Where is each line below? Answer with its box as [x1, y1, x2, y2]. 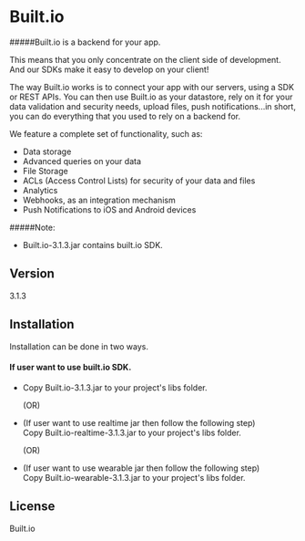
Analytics [22, 184, 58, 195]
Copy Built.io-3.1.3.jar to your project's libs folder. [22, 381, 208, 393]
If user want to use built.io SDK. [9, 362, 132, 373]
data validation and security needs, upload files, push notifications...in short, [9, 100, 296, 111]
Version [9, 266, 55, 282]
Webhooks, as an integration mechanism [22, 194, 176, 205]
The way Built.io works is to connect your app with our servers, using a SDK [9, 81, 294, 92]
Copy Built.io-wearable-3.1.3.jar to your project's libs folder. [22, 472, 246, 483]
